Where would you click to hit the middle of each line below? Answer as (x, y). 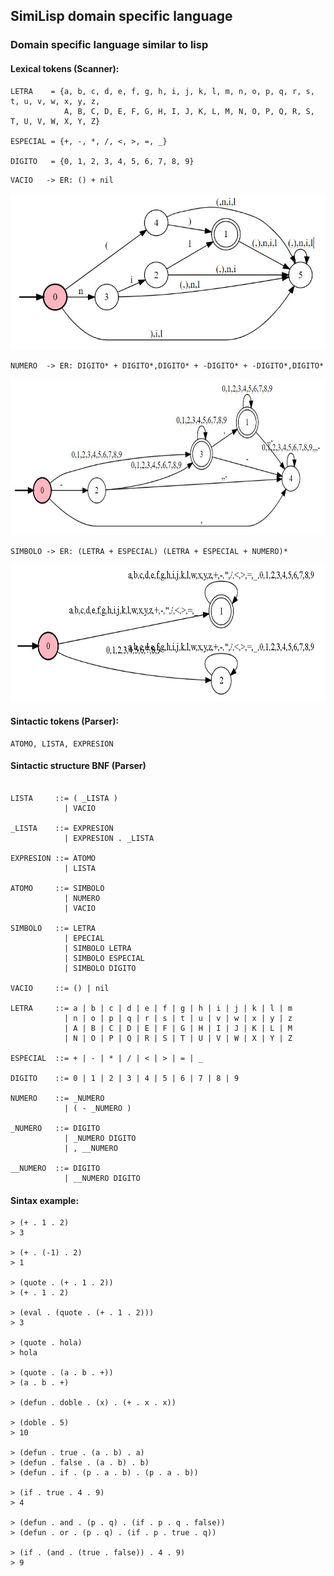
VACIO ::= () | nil (60, 988)
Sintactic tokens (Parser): (65, 721)
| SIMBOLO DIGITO (100, 968)
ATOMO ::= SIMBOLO (57, 888)
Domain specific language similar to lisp (109, 45)
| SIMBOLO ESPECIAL (104, 958)
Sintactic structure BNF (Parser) (78, 766)
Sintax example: (45, 1200)
